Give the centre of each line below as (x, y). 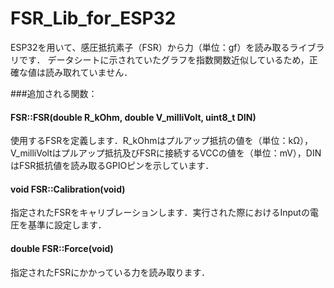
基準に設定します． (67, 225)
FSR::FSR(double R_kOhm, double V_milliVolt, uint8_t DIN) (133, 117)
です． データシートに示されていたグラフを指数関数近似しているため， (164, 59)
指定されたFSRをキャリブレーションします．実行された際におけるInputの (160, 213)
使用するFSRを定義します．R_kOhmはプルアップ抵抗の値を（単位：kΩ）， (161, 141)
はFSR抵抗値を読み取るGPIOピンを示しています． (112, 166)
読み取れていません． (88, 72)
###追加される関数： (54, 93)
